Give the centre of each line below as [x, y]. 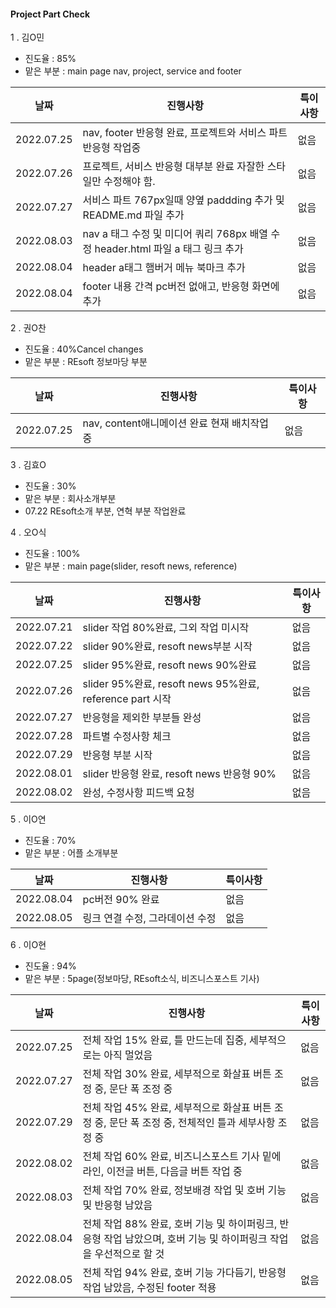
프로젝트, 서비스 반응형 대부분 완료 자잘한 [173, 167]
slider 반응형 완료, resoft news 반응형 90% [179, 774]
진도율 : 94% [50, 966]
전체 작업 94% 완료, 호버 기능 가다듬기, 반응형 [184, 1273]
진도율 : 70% [50, 841]
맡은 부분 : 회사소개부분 [70, 499]
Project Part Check [50, 14]
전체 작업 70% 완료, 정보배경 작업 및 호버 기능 [184, 1190]
